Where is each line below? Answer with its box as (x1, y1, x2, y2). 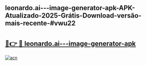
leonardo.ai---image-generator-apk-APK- (5, 4, 135, 12)
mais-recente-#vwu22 (5, 19, 76, 27)
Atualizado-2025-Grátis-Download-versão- (5, 12, 142, 20)
